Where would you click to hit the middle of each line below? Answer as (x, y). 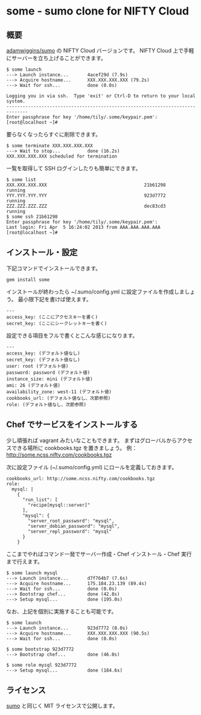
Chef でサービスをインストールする (72, 425)
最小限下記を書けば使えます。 (55, 299)
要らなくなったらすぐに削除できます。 (54, 134)
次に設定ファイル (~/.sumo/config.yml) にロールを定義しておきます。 (92, 467)
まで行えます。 (25, 561)
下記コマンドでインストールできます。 (54, 268)
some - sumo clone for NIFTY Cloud (97, 11)
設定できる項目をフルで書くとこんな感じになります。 (72, 335)
